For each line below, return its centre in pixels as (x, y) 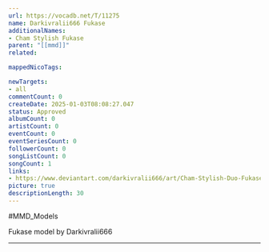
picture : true (32, 186)
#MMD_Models (33, 216)
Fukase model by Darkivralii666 (60, 231)
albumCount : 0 (32, 119)
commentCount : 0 (35, 97)
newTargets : (28, 82)
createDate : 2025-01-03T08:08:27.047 (71, 104)
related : (23, 53)
